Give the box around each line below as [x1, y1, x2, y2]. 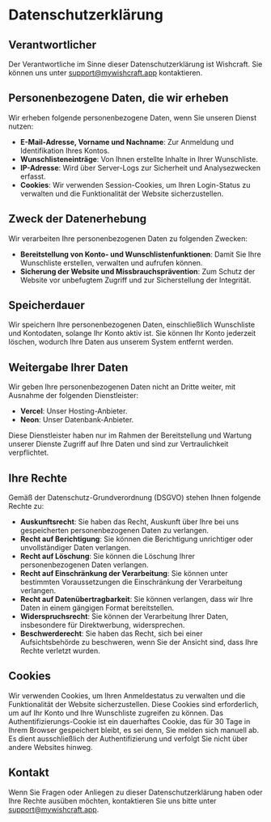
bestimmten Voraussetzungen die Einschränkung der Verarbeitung [19, 577, 243, 587]
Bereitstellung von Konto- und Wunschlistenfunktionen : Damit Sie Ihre [19, 249, 261, 259]
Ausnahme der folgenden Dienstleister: [8, 391, 139, 400]
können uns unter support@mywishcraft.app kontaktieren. [8, 68, 203, 78]
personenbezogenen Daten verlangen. [19, 560, 149, 570]
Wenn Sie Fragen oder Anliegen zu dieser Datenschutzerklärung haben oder [8, 787, 263, 797]
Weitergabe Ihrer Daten [8, 360, 129, 374]
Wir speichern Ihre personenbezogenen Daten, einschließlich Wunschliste [8, 320, 256, 329]
